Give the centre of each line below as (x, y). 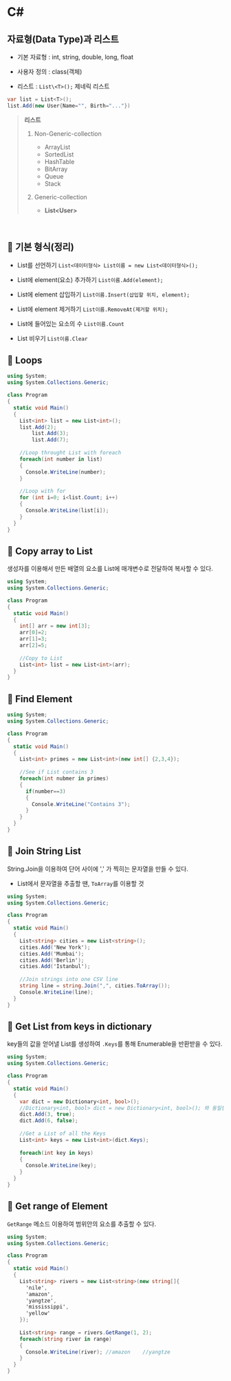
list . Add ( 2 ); (38, 427)
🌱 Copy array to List (50, 551)
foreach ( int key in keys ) (57, 1153)
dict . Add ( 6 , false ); (49, 1121)
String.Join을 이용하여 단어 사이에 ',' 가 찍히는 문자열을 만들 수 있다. (98, 869)
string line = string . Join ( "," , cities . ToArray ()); (95, 986)
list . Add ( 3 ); (51, 434)
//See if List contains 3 (57, 772)
